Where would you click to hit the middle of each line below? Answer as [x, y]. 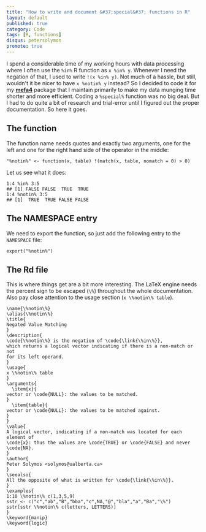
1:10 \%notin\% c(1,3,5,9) [41, 496]
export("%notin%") [30, 251]
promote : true [25, 47]
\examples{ [20, 491]
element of [20, 438]
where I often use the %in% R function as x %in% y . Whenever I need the [96, 70]
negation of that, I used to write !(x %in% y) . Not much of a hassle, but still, [102, 77]
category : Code [26, 29]
